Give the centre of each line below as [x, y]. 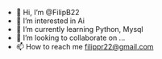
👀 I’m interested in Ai [50, 21]
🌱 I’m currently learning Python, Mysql [79, 29]
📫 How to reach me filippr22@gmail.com [85, 47]
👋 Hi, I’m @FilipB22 [48, 12]
